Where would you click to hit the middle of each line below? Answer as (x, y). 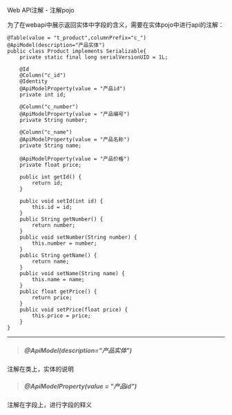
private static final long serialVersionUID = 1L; (94, 57)
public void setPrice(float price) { (74, 310)
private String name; (50, 145)
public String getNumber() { (61, 219)
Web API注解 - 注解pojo (41, 10)
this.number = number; (65, 243)
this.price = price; (61, 316)
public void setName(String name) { (72, 274)
